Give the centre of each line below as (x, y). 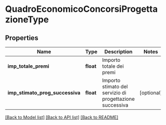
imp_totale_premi (28, 66)
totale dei (113, 66)
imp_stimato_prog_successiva (44, 93)
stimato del (115, 86)
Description (118, 52)
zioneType (27, 20)
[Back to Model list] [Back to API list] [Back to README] (62, 117)
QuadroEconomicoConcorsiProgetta (82, 9)
